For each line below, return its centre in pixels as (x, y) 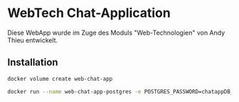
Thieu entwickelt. (33, 40)
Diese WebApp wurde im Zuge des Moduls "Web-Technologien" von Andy (116, 33)
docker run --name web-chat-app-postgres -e (74, 91)
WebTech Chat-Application (89, 13)
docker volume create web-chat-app (60, 79)
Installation (33, 63)
